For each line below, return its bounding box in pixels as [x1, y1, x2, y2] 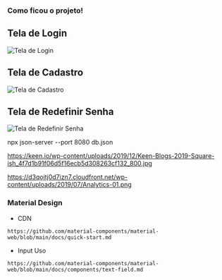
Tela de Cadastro [7, 66, 83, 79]
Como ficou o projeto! [7, 6, 83, 16]
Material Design [7, 198, 63, 208]
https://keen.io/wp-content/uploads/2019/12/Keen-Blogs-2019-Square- [7, 152, 215, 160]
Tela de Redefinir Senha [7, 105, 114, 118]
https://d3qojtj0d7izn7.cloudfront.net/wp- [7, 173, 128, 181]
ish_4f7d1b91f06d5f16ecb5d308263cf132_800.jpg [7, 159, 153, 168]
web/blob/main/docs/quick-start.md [7, 233, 112, 241]
